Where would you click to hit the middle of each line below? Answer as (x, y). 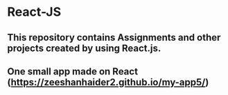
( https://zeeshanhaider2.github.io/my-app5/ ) (108, 82)
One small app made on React (73, 71)
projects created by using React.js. (84, 48)
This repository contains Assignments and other (114, 38)
